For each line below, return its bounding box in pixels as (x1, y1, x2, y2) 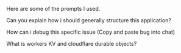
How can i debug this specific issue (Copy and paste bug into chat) (6, 28, 176, 36)
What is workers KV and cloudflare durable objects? (6, 40, 137, 47)
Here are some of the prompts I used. (6, 5, 101, 12)
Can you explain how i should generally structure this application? (6, 17, 172, 23)
